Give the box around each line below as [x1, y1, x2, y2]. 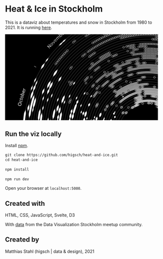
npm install [5, 167, 29, 172]
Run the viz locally [5, 130, 62, 138]
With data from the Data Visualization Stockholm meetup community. [5, 222, 143, 228]
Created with [5, 199, 45, 208]
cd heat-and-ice [5, 157, 38, 163]
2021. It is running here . [5, 24, 52, 30]
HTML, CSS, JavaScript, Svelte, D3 [5, 212, 75, 218]
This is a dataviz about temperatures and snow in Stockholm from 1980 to [5, 19, 152, 25]
